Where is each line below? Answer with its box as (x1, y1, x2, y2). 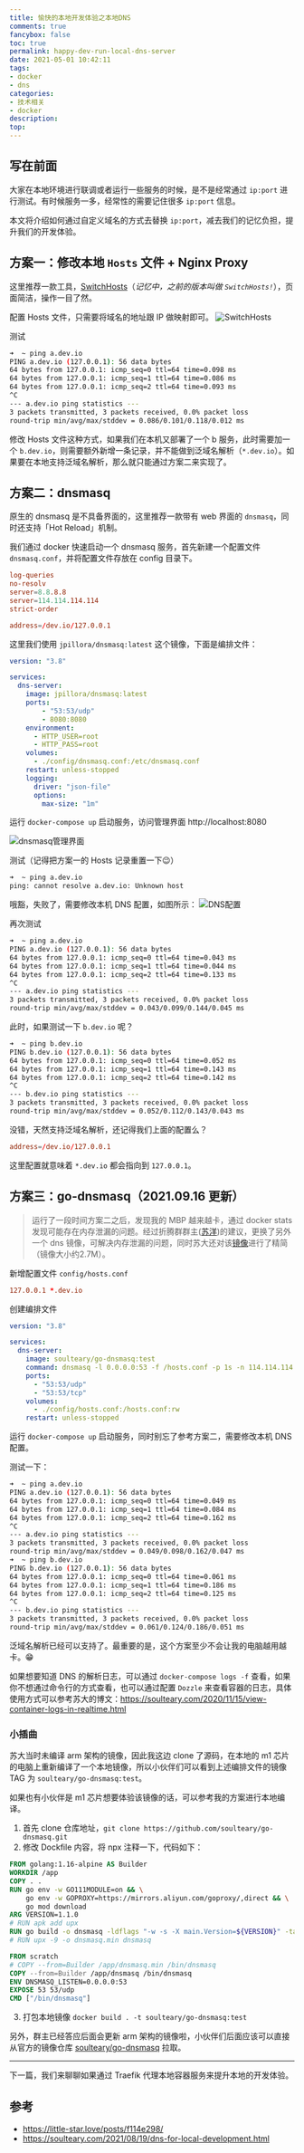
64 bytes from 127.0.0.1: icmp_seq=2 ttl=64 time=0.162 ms (9, 1513, 237, 1522)
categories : (9, 89, 54, 98)
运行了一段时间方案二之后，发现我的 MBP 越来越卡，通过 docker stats (31, 1214, 292, 1225)
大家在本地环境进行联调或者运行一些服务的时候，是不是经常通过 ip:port (9, 184, 279, 195)
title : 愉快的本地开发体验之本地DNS (9, 13, 131, 23)
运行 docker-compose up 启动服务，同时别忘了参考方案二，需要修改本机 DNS (9, 1431, 292, 1442)
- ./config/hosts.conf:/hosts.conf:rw (33, 1405, 180, 1414)
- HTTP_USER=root (33, 732, 100, 741)
